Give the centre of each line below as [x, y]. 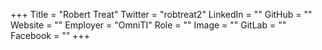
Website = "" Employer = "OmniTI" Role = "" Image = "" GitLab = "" [148, 25]
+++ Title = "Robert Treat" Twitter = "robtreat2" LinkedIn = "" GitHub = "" [161, 14]
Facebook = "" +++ [50, 35]
